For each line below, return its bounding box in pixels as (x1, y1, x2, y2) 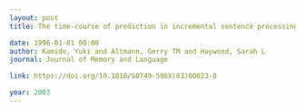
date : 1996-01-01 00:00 (9, 38, 100, 47)
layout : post (9, 13, 59, 23)
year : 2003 (9, 88, 51, 97)
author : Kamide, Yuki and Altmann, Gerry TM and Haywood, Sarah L (9, 46, 266, 55)
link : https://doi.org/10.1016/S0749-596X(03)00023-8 (9, 72, 218, 81)
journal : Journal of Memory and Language (9, 55, 169, 65)
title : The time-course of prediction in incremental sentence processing (9, 22, 299, 31)
